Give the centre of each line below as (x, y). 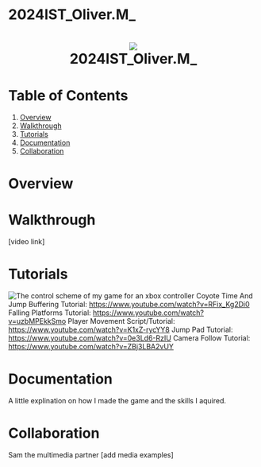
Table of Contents (68, 95)
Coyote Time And (225, 296)
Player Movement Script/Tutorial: (121, 321)
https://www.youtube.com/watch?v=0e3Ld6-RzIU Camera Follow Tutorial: (129, 338)
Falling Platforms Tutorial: (50, 313)
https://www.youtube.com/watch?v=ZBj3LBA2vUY (91, 347)
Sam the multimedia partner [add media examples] (91, 455)
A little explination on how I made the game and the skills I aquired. (117, 401)
